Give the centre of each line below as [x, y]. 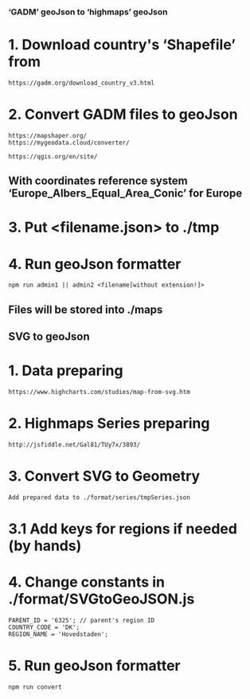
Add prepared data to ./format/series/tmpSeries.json [100, 497]
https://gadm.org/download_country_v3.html [82, 83]
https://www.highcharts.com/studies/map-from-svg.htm [100, 392]
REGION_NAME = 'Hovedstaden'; [59, 635]
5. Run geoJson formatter [94, 666]
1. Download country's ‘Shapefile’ [122, 45]
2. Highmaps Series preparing [109, 424]
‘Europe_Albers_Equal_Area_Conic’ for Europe [125, 193]
